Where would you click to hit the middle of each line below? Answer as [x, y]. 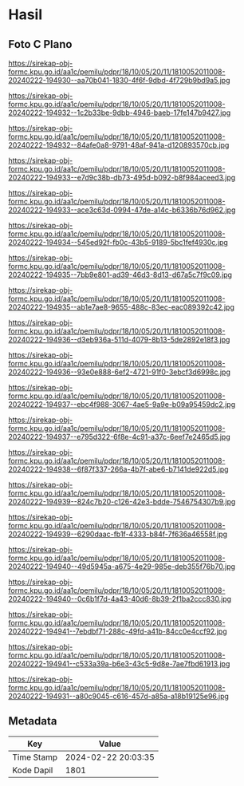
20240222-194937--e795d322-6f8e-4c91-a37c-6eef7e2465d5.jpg [119, 437]
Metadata [33, 721]
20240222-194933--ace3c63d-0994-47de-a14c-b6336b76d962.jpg [122, 210]
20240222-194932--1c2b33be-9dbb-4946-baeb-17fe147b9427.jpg [120, 113]
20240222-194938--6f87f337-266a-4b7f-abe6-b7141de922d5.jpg [118, 469]
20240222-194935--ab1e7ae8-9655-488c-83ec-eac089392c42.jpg [122, 307]
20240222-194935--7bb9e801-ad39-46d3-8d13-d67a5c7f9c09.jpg [120, 275]
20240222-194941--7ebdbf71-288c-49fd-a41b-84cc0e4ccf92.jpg [118, 631]
